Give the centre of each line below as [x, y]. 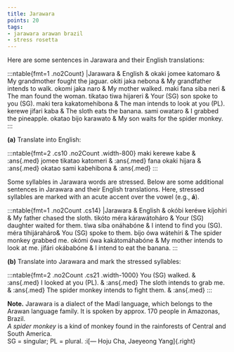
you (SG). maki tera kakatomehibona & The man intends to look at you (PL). [116, 103]
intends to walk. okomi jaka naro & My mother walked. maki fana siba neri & [117, 89]
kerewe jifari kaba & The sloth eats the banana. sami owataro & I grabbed [113, 111]
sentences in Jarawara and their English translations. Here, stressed [106, 189]
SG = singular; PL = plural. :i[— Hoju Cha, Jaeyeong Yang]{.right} [102, 341]
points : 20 [23, 20]
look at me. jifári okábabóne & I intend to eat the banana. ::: [92, 248]
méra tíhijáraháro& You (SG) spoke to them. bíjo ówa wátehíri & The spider [115, 233]
